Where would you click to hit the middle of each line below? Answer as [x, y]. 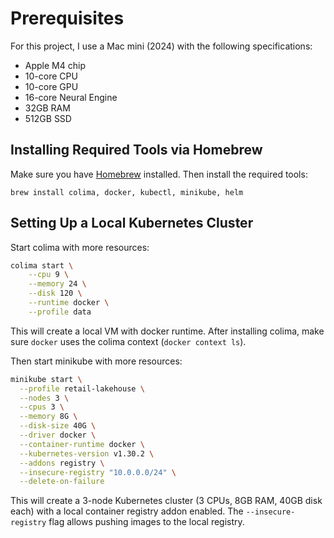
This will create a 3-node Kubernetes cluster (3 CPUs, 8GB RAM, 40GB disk [166, 501]
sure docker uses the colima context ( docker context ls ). [128, 341]
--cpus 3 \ [42, 407]
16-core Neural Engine [71, 97]
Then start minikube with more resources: [96, 361]
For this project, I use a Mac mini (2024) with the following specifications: [161, 46]
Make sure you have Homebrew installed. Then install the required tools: [159, 174]
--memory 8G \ [48, 417]
